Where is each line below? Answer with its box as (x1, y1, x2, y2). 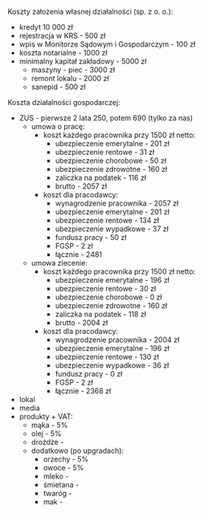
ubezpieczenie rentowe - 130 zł (55, 352, 160, 361)
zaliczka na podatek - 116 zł (55, 173, 146, 182)
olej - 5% (31, 429, 62, 438)
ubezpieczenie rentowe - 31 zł (55, 148, 155, 157)
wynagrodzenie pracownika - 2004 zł (55, 335, 180, 344)
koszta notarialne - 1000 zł (18, 48, 108, 57)
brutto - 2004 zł (55, 318, 108, 328)
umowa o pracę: (31, 122, 85, 131)
